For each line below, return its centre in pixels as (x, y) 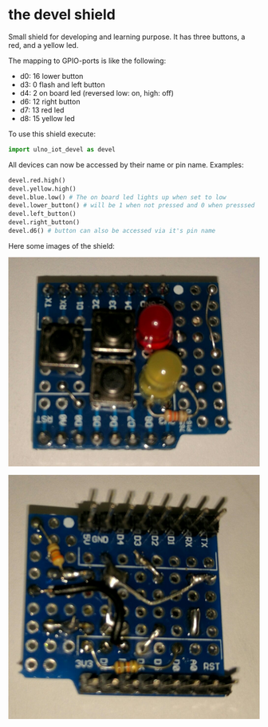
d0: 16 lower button (51, 76)
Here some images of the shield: (62, 246)
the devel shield (62, 15)
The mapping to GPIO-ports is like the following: (87, 61)
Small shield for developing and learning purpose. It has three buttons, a (127, 37)
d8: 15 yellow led (47, 118)
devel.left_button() (43, 214)
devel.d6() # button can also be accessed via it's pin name (112, 231)
